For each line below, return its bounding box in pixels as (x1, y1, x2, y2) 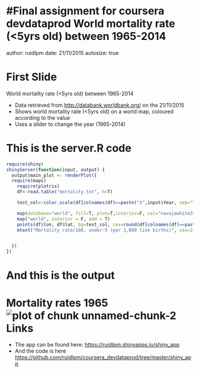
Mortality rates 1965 (6, 296, 108, 310)
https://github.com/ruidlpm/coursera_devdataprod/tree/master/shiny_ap (14, 354, 192, 361)
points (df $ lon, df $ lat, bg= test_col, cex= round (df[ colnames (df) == (17, 221, 185, 227)
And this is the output (6, 269, 115, 282)
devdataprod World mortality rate (6, 17, 176, 30)
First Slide (6, 70, 57, 84)
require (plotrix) (17, 183, 60, 189)
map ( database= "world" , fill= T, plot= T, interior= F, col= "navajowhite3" (17, 210, 196, 216)
